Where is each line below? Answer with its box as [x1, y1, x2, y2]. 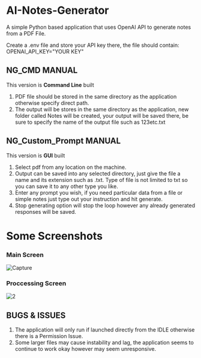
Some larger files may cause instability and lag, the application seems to [14, 339, 194, 346]
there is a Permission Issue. [14, 333, 83, 340]
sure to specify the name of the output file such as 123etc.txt [14, 118, 166, 126]
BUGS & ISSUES [6, 310, 66, 320]
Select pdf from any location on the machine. [14, 163, 127, 171]
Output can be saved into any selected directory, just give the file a [14, 169, 181, 177]
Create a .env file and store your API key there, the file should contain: [6, 41, 180, 49]
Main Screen [6, 250, 44, 259]
